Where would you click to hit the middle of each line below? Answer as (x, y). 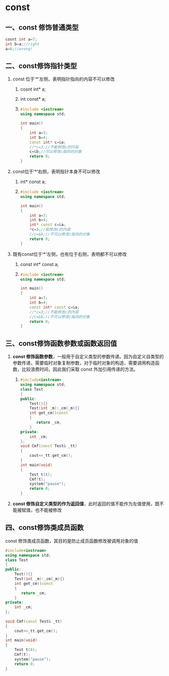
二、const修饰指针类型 (41, 66)
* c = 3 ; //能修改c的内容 (50, 230)
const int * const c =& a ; (55, 307)
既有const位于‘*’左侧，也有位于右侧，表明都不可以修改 (70, 254)
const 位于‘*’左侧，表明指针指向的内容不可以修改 (64, 79)
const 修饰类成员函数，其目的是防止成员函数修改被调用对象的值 (72, 541)
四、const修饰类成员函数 (44, 528)
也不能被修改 (48, 510)
